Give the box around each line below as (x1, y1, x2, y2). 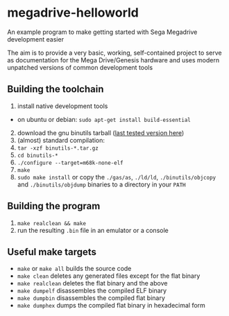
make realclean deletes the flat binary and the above (17, 279, 168, 288)
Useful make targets (7, 246, 97, 258)
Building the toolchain (7, 83, 104, 95)
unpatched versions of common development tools (7, 63, 153, 71)
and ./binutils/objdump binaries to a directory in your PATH (17, 180, 186, 188)
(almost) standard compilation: (17, 136, 105, 144)
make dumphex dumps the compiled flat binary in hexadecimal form (17, 301, 206, 310)
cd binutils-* (17, 152, 58, 159)
